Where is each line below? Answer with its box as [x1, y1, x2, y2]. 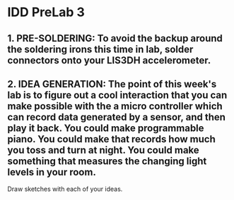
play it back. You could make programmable [7, 122, 204, 134]
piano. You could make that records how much [7, 133, 216, 145]
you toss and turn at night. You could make [7, 144, 199, 156]
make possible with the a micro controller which [7, 100, 223, 112]
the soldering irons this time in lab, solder [7, 43, 194, 55]
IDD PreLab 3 [7, 4, 85, 20]
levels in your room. [7, 166, 97, 178]
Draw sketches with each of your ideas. [7, 185, 123, 194]
